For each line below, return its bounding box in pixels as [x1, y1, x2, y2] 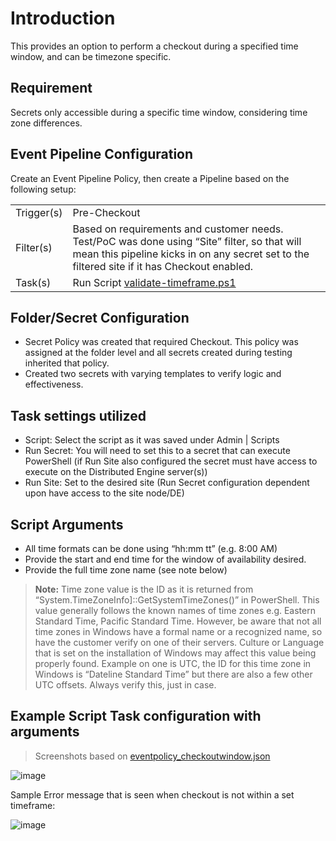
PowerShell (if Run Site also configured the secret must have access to [24, 455, 318, 467]
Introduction [10, 7, 116, 30]
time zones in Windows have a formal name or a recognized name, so [34, 626, 323, 637]
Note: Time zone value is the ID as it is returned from [34, 583, 254, 595]
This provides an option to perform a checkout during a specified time [10, 40, 299, 52]
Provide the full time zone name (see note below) [24, 564, 228, 576]
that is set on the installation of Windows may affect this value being [34, 647, 317, 659]
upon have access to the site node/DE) [24, 487, 185, 499]
